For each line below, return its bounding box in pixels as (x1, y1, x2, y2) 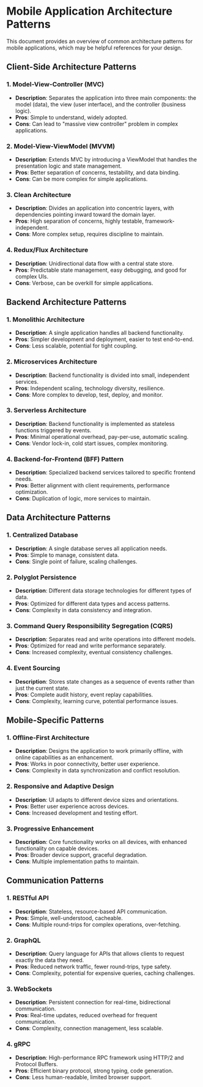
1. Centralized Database (6, 531, 78, 539)
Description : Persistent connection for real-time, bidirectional (15, 999, 171, 1006)
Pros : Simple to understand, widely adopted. (15, 113, 128, 121)
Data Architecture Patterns (6, 512, 111, 523)
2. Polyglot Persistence (6, 573, 77, 581)
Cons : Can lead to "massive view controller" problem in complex (15, 120, 179, 127)
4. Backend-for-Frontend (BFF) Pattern (6, 455, 124, 463)
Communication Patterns (6, 875, 104, 886)
